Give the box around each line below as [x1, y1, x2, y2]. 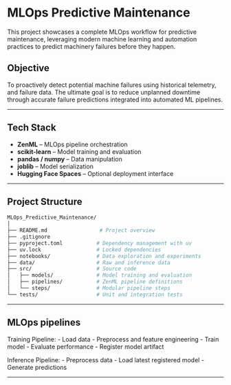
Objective [7, 62, 50, 74]
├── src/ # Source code [7, 266, 137, 273]
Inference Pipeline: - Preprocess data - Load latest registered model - [7, 355, 205, 364]
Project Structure [7, 195, 82, 208]
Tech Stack [7, 122, 56, 134]
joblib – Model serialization [16, 162, 94, 170]
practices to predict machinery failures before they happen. [7, 42, 176, 50]
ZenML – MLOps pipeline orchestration [16, 140, 129, 148]
